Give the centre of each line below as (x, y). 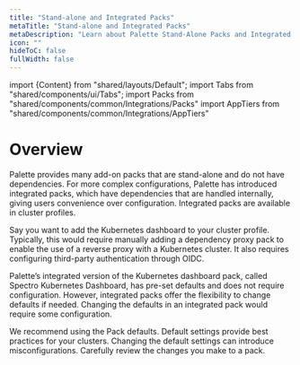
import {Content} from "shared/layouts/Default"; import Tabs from (132, 85)
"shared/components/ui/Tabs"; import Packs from (102, 94)
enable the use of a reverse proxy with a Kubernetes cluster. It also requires (149, 248)
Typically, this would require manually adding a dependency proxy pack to (147, 239)
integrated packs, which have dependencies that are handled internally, (141, 193)
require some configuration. (61, 314)
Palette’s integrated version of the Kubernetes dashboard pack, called (138, 275)
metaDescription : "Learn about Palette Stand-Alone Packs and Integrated (150, 34)
